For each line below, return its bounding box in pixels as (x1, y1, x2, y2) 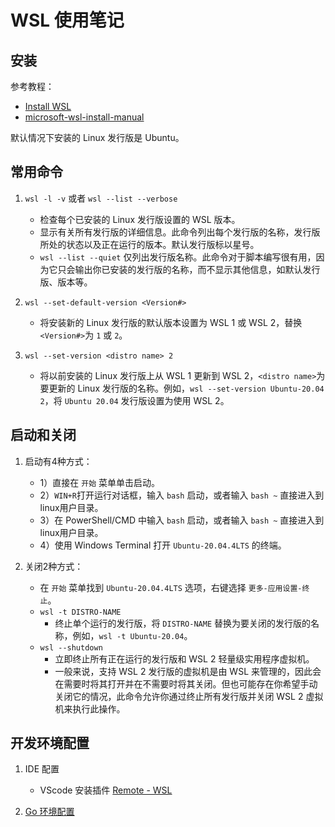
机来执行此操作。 (54, 702, 126, 715)
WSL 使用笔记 (10, 9, 125, 32)
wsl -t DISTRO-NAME (39, 607, 122, 617)
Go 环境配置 (24, 806, 75, 818)
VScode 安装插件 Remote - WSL (39, 784, 173, 796)
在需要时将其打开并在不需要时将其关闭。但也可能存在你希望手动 (54, 677, 318, 690)
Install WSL (24, 101, 72, 112)
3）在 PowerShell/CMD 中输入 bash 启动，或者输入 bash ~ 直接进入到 (39, 514, 325, 526)
